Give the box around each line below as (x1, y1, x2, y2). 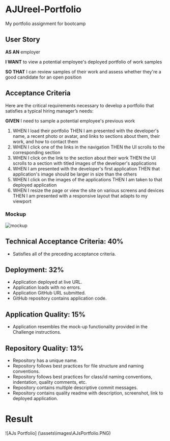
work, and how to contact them (12, 138, 78, 144)
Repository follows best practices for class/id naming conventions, (12, 374, 153, 380)
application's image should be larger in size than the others (12, 171, 137, 177)
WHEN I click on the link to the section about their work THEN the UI (12, 155, 156, 161)
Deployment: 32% (5, 265, 65, 274)
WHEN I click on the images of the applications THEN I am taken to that (12, 176, 162, 182)
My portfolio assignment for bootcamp (5, 20, 86, 27)
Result (5, 413, 33, 425)
